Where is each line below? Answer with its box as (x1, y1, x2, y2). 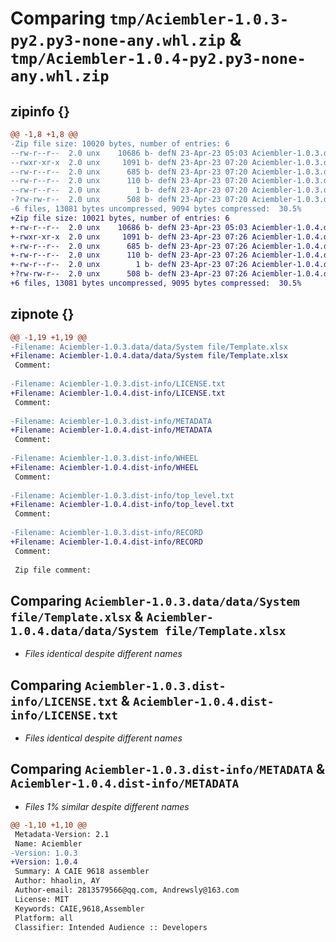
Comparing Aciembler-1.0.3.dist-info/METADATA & (10, 761, 326, 778)
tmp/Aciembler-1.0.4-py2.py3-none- (10, 50, 307, 69)
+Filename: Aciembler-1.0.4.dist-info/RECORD (10, 537, 203, 547)
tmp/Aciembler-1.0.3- (109, 10, 290, 29)
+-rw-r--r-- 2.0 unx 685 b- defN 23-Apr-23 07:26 (10, 241, 248, 251)
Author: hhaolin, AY (14, 876, 101, 886)
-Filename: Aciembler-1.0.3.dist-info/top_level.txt (10, 490, 235, 501)
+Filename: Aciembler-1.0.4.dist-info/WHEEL (10, 462, 199, 472)
